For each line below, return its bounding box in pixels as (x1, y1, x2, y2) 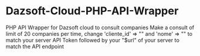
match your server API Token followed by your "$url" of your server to (5, 36, 180, 43)
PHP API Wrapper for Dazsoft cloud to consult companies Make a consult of (5, 24, 195, 31)
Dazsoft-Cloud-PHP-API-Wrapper (5, 4, 179, 18)
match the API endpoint (5, 43, 64, 50)
